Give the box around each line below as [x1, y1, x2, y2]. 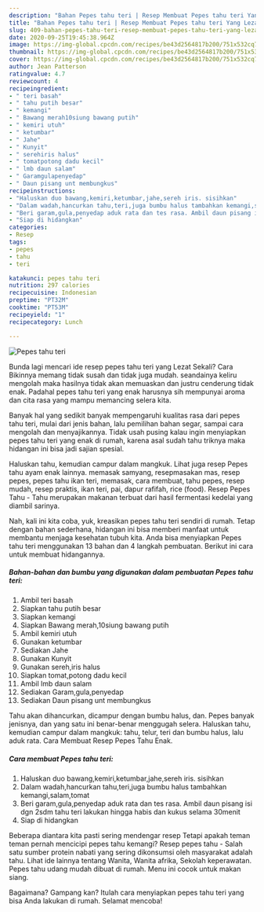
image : [9, 41, 31, 49]
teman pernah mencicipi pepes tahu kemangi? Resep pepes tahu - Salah [9, 839, 244, 849]
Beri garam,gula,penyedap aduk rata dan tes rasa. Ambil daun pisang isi [20, 799, 253, 808]
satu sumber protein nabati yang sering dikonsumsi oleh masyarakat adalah [9, 848, 253, 857]
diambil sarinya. [9, 501, 60, 510]
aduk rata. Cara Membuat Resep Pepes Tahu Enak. [9, 736, 173, 745]
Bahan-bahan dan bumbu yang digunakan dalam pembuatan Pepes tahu [9, 568, 254, 577]
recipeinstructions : [9, 186, 77, 195]
